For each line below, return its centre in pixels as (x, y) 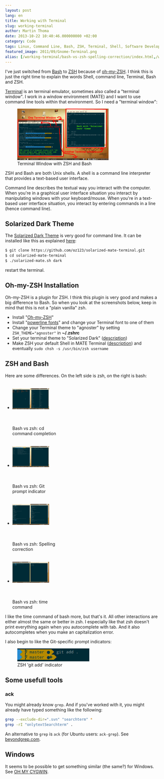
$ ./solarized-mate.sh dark (34, 261)
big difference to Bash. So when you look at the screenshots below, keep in (81, 302)
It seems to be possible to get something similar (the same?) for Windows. (80, 766)
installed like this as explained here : (41, 241)
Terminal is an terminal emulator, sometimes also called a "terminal (72, 91)
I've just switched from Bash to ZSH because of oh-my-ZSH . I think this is (79, 71)
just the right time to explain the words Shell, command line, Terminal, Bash (81, 76)
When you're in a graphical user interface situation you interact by (72, 193)
